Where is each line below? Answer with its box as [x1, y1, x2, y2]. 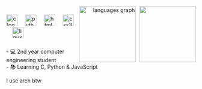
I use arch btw [6, 77, 42, 84]
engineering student [6, 56, 57, 63]
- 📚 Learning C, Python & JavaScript [6, 63, 98, 70]
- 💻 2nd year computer [6, 48, 65, 55]
